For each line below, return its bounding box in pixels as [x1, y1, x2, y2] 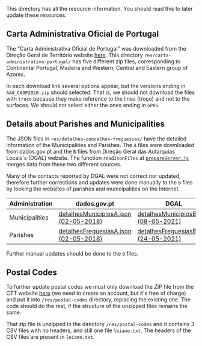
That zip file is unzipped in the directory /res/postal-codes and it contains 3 [6, 321, 195, 328]
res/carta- [144, 52, 171, 58]
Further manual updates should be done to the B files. [6, 250, 139, 257]
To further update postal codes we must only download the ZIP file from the [6, 283, 194, 291]
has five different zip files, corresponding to [72, 57, 181, 65]
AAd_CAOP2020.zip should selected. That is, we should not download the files [6, 89, 195, 96]
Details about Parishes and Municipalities [6, 119, 165, 129]
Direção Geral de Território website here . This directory [6, 51, 143, 58]
